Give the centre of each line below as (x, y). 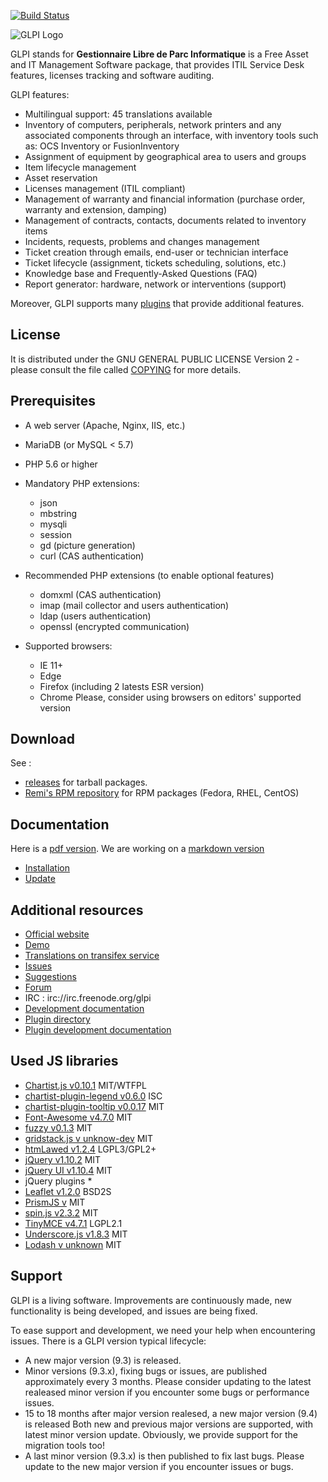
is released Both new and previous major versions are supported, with (169, 1424)
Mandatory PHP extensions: (82, 483)
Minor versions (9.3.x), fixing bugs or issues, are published (146, 1371)
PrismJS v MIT (55, 1202)
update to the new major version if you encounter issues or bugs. (159, 1466)
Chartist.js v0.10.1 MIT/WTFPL (85, 1085)
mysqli (53, 524)
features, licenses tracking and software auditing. (112, 75)
